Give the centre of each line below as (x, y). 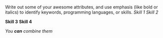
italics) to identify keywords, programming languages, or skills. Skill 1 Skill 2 (82, 12)
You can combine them (29, 31)
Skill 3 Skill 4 (19, 22)
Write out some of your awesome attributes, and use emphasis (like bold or (81, 7)
